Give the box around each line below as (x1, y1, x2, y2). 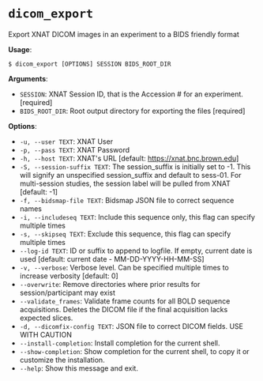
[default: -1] (19, 187, 58, 196)
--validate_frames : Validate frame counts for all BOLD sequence (19, 296, 231, 306)
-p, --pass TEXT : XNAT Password (19, 145, 130, 154)
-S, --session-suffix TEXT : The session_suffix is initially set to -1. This (19, 161, 251, 172)
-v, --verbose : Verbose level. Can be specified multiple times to (19, 262, 229, 272)
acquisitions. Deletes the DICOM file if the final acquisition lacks (19, 304, 228, 314)
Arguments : (8, 74, 49, 83)
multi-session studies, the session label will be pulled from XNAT (19, 179, 231, 188)
